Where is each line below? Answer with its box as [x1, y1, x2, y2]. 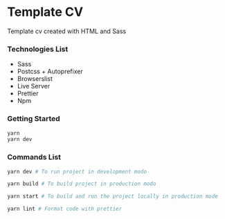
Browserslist [17, 75, 53, 83]
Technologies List [7, 44, 69, 54]
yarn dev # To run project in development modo [7, 168, 147, 175]
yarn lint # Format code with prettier [7, 205, 123, 213]
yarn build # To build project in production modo [7, 180, 156, 187]
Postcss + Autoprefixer [17, 67, 83, 76]
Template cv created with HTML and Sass [7, 27, 127, 35]
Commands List [7, 153, 61, 162]
